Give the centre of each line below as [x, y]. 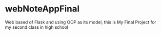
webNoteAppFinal [42, 9]
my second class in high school [37, 27]
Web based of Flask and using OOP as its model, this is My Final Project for [81, 22]
